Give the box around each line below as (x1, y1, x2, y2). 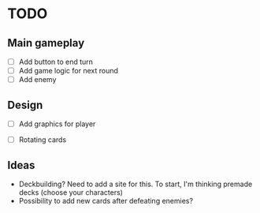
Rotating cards (18, 135, 67, 144)
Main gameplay (7, 36, 85, 50)
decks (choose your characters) (18, 187, 124, 197)
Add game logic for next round (18, 66, 119, 76)
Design (7, 98, 43, 111)
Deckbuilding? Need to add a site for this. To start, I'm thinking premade (18, 179, 253, 189)
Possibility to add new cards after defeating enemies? (18, 196, 194, 205)
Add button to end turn (18, 57, 94, 66)
